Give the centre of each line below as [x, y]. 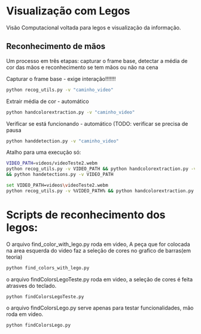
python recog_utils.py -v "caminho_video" [60, 90]
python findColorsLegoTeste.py [45, 297]
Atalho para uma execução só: [44, 152]
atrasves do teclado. [31, 286]
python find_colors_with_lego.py [48, 268]
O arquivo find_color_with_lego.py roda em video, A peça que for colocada [98, 244]
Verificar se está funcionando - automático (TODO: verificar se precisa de [97, 123]
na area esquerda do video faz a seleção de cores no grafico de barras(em [99, 250]
